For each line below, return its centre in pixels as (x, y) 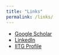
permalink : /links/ (30, 17)
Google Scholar (33, 33)
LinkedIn (25, 40)
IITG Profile (28, 46)
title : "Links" (25, 11)
